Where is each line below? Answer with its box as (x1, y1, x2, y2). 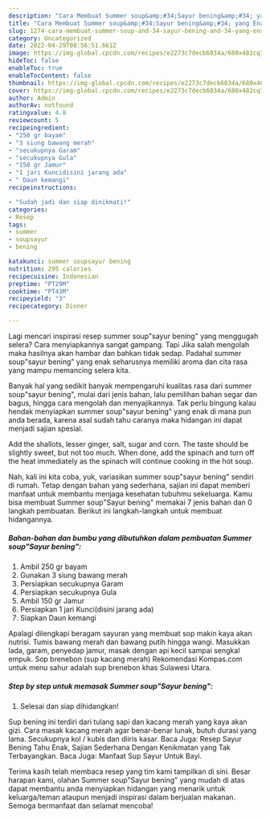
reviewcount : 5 (8, 117, 59, 125)
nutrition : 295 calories (8, 264, 92, 273)
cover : (8, 86, 31, 95)
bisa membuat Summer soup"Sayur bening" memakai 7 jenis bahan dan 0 (8, 497, 253, 507)
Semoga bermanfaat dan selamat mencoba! (8, 800, 153, 810)
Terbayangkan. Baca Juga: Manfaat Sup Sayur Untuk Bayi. (8, 751, 202, 760)
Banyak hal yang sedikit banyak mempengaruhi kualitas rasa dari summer (8, 381, 252, 391)
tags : (8, 220, 27, 229)
